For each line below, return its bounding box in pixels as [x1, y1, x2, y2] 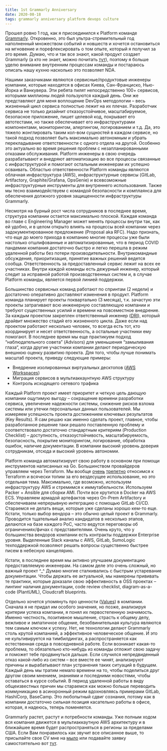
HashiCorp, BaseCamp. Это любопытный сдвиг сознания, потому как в [5, 694, 155, 700]
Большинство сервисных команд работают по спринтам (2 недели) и [5, 286, 153, 292]
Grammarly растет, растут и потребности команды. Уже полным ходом [5, 714, 157, 720]
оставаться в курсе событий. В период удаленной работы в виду [5, 678, 144, 684]
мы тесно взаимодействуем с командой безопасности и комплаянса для [5, 188, 162, 194]
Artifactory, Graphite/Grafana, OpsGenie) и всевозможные [5, 177, 127, 183]
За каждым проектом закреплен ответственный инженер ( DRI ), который [5, 313, 160, 319]
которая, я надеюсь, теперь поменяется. [5, 704, 92, 710]
